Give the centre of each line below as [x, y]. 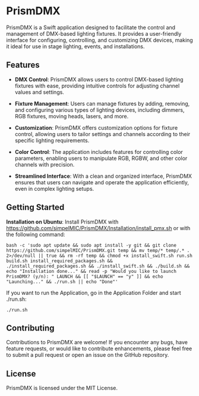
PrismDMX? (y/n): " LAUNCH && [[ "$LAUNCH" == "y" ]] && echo [85, 276]
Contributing [30, 328]
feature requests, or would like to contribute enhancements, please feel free [99, 348]
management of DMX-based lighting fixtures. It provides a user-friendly [94, 33]
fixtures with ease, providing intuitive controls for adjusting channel [97, 86]
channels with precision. [45, 164]
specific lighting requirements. [52, 140]
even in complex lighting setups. [54, 188]
